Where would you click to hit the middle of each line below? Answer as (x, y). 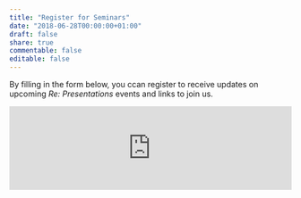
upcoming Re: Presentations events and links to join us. (111, 94)
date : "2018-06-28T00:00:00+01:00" (76, 26)
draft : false (34, 34)
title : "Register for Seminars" (69, 17)
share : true (31, 42)
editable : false (39, 59)
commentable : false (46, 51)
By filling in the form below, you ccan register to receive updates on (134, 84)
